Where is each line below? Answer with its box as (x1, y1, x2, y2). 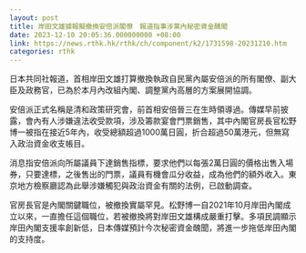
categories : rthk (9, 47, 76, 56)
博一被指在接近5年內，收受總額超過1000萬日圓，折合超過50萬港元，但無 (9, 126, 282, 137)
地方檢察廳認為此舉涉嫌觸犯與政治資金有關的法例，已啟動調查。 (16, 180, 257, 191)
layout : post (9, 13, 59, 23)
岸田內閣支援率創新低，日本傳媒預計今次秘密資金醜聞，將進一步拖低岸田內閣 (9, 222, 297, 233)
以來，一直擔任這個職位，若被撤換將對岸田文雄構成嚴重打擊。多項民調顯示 (16, 211, 297, 222)
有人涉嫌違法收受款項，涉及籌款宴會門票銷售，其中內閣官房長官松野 (40, 116, 297, 126)
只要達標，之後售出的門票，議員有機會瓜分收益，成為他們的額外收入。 (25, 169, 289, 180)
